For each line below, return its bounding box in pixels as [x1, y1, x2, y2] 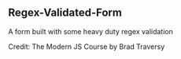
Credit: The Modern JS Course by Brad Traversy [8, 42, 165, 51]
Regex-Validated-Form [8, 6, 122, 19]
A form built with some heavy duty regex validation [8, 26, 173, 36]
